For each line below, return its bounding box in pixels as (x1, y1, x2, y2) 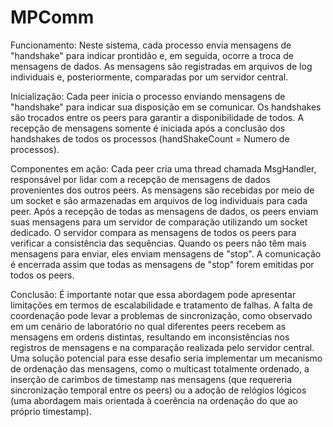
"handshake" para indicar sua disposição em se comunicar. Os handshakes (10, 101, 322, 113)
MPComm (10, 6, 95, 29)
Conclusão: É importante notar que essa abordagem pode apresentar (10, 288, 297, 300)
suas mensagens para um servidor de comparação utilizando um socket (10, 216, 308, 228)
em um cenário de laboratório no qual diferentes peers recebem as (10, 320, 287, 332)
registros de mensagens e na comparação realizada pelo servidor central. (10, 341, 315, 353)
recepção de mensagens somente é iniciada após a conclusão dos (10, 122, 286, 134)
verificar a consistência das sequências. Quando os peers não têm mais (10, 237, 307, 249)
